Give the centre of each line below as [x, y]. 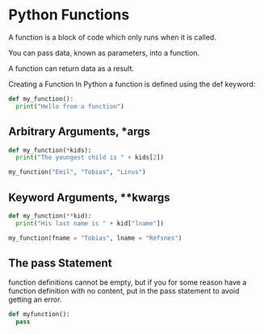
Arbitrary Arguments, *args [80, 132]
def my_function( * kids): [50, 150]
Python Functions [69, 15]
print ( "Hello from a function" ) [70, 106]
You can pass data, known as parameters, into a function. [104, 52]
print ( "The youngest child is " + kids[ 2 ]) [90, 158]
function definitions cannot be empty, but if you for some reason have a [128, 282]
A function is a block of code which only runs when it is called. [112, 37]
